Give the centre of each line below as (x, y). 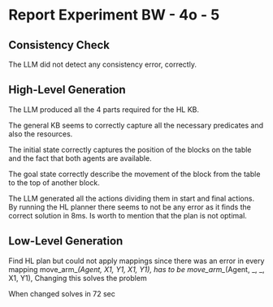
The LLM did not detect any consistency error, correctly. (103, 64)
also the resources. (41, 134)
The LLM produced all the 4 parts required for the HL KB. (104, 109)
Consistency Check (59, 45)
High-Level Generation (67, 90)
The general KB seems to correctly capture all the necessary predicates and (136, 125)
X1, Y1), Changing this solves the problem (78, 278)
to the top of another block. (54, 182)
